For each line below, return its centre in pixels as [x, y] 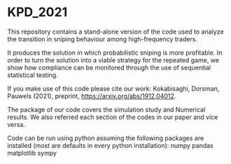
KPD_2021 [37, 12]
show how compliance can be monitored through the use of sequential [109, 67]
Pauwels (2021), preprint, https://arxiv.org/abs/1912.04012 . [92, 96]
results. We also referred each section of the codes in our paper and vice [113, 117]
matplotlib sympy [32, 153]
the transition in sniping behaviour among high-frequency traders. [103, 39]
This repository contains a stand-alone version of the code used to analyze [115, 32]
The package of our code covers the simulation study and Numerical [106, 109]
